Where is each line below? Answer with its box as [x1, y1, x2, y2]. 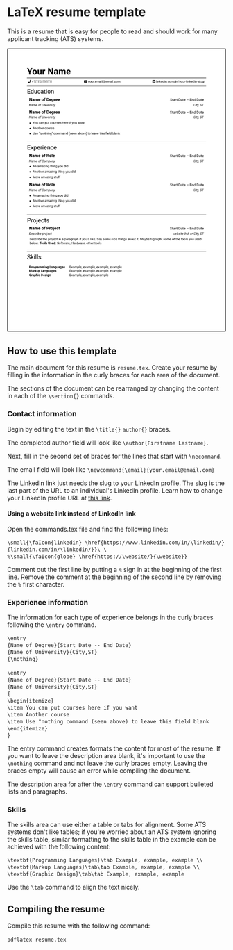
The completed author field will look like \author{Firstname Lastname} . [7, 439, 209, 447]
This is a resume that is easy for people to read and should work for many [7, 27, 218, 35]
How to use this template [7, 345, 117, 357]
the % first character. [7, 580, 65, 588]
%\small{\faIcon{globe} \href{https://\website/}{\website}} [7, 553, 188, 560]
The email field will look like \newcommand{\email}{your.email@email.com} [7, 465, 215, 473]
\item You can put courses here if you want [7, 705, 138, 712]
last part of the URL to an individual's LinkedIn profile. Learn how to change [7, 486, 223, 494]
